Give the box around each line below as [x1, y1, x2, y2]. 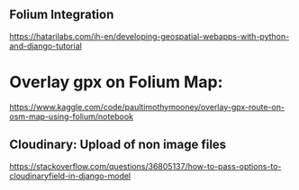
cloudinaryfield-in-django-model [9, 170, 131, 181]
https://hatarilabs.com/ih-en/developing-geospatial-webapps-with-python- [9, 30, 290, 41]
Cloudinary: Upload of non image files [9, 137, 227, 152]
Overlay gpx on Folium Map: [9, 72, 223, 92]
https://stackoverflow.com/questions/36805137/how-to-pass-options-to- [9, 160, 282, 171]
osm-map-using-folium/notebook [9, 111, 133, 122]
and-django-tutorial [9, 40, 83, 51]
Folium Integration [9, 7, 114, 22]
